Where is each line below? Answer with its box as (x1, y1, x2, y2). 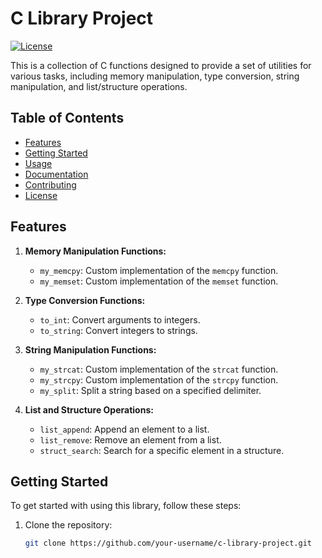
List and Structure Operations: (24, 403, 154, 416)
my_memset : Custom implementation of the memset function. (39, 275, 279, 287)
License (24, 189, 58, 201)
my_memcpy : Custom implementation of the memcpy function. (39, 264, 279, 276)
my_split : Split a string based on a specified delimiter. (39, 384, 262, 396)
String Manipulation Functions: (24, 343, 157, 356)
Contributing (24, 178, 77, 191)
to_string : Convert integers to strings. (39, 324, 198, 336)
